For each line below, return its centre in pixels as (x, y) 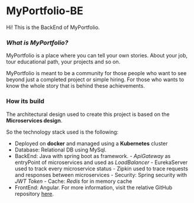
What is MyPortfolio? (37, 43)
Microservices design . (34, 120)
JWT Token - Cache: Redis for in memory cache (73, 181)
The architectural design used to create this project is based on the (88, 114)
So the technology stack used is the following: (62, 132)
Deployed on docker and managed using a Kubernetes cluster (91, 143)
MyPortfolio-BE (45, 11)
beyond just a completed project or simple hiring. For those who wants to (95, 80)
